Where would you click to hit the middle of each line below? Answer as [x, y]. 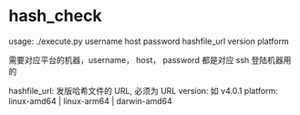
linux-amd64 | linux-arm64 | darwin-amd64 [90, 100]
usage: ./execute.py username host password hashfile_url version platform [149, 41]
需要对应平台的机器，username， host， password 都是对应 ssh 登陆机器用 [150, 59]
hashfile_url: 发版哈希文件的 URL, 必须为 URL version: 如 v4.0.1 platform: [144, 90]
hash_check [55, 16]
